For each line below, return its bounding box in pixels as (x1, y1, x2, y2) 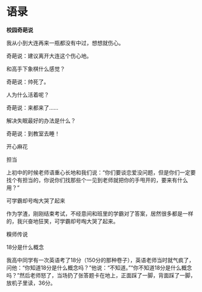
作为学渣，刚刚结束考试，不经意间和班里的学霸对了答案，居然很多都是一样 (6, 210, 193, 217)
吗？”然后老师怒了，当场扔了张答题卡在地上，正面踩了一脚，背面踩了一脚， (6, 271, 197, 279)
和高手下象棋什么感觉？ (6, 65, 65, 73)
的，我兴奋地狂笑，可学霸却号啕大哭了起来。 (6, 217, 119, 225)
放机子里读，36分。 (6, 279, 56, 287)
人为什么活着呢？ (6, 91, 49, 98)
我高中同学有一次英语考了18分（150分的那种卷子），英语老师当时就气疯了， (6, 256, 195, 263)
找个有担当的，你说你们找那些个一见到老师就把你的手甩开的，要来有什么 (6, 176, 188, 183)
